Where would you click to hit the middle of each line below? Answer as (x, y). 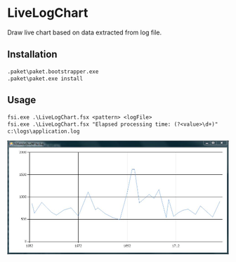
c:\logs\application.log (44, 131)
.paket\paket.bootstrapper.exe (53, 72)
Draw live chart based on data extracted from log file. (85, 32)
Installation (32, 54)
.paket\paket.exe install (45, 79)
